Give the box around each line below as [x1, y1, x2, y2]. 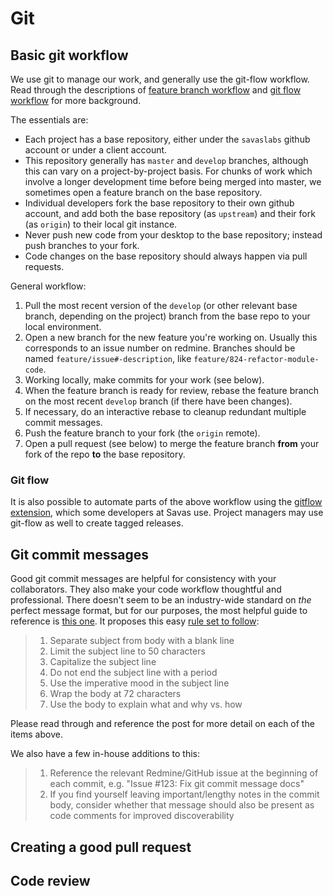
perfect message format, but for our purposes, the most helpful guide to [10, 605, 308, 617]
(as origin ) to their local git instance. [24, 218, 178, 230]
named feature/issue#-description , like [24, 353, 192, 364]
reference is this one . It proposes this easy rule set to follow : [10, 615, 260, 627]
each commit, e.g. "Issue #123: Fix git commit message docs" [49, 778, 305, 790]
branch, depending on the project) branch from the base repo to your [24, 310, 311, 322]
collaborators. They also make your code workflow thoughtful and [10, 583, 282, 596]
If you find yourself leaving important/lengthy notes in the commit [49, 788, 320, 801]
